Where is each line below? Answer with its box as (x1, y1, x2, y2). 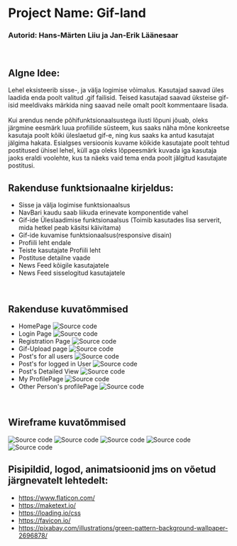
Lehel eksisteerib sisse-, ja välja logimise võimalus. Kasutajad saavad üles (8, 86, 224, 94)
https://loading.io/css (18, 508, 81, 517)
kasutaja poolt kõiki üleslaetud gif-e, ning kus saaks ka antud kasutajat (8, 131, 215, 140)
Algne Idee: (8, 67, 60, 79)
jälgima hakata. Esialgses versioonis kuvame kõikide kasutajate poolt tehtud (8, 138, 230, 147)
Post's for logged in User (18, 359, 92, 368)
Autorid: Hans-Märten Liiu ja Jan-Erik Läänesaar (8, 31, 179, 40)
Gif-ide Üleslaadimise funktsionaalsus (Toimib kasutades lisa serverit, (18, 216, 222, 224)
